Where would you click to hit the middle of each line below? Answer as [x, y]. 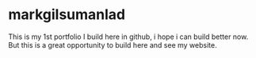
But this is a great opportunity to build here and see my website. [113, 44]
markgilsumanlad [67, 15]
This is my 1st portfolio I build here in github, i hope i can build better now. [128, 37]
